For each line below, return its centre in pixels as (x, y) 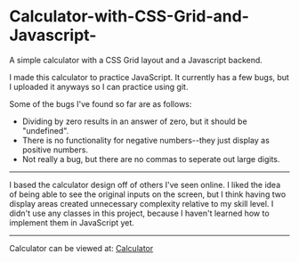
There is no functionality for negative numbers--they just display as (145, 140)
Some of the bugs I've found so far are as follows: (101, 103)
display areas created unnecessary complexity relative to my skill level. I (141, 203)
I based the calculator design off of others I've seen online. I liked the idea (145, 184)
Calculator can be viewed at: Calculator (81, 248)
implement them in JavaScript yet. (72, 222)
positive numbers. (55, 150)
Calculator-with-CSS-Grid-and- (129, 16)
